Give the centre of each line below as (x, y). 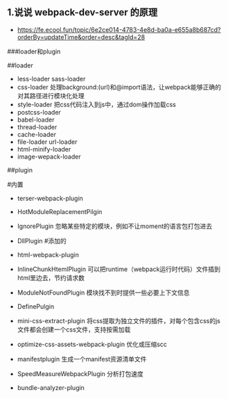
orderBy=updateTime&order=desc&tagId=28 (81, 37)
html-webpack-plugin (48, 254)
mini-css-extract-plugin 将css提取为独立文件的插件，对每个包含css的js (119, 320)
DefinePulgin (35, 306)
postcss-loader (39, 112)
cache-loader (37, 134)
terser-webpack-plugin (50, 198)
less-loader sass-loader (51, 79)
